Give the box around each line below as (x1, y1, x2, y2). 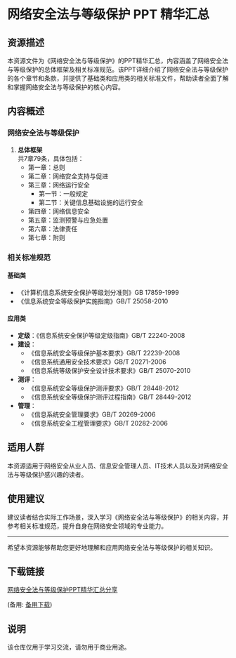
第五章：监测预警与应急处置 (27, 216, 109, 224)
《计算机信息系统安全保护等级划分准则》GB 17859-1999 (17, 288, 179, 296)
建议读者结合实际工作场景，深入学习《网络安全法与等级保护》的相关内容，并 (7, 513, 229, 521)
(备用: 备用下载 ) (7, 600, 53, 609)
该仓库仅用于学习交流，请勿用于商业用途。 (7, 643, 131, 652)
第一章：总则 (27, 163, 65, 171)
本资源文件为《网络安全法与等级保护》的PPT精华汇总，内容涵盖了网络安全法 (7, 57, 228, 65)
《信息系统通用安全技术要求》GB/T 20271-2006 (27, 357, 166, 366)
